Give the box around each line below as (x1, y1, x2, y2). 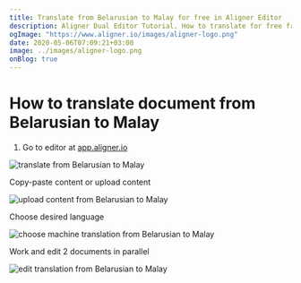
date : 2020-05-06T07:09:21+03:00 (9, 38, 134, 47)
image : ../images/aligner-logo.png (9, 47, 142, 56)
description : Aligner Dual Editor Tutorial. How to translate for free (9, 21, 282, 30)
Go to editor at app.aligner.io (21, 141, 128, 152)
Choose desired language (9, 211, 105, 222)
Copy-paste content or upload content (9, 176, 151, 187)
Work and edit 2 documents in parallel (9, 245, 150, 256)
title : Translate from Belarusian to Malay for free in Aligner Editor (9, 13, 282, 22)
